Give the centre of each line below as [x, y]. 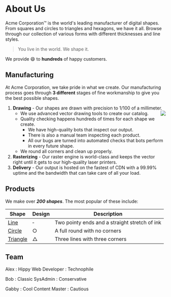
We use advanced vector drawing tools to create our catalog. [84, 113]
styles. [12, 39]
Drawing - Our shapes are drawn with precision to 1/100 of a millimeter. [87, 108]
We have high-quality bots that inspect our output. [81, 129]
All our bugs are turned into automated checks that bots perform [95, 140]
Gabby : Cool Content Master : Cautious [47, 289]
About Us [25, 9]
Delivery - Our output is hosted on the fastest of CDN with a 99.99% [84, 167]
